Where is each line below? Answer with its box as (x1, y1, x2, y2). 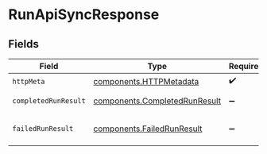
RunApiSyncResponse (8, 6, 160, 24)
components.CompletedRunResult (93, 95, 221, 106)
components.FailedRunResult (93, 123, 203, 134)
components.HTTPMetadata (93, 75, 199, 87)
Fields (8, 37, 40, 51)
